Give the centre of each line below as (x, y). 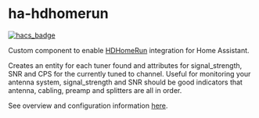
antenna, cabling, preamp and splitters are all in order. (95, 90)
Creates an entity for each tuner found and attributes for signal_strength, (125, 65)
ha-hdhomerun (58, 14)
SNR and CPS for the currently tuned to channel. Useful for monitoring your (129, 73)
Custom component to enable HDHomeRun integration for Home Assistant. (129, 50)
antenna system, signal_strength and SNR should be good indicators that (125, 82)
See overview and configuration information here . (88, 105)
